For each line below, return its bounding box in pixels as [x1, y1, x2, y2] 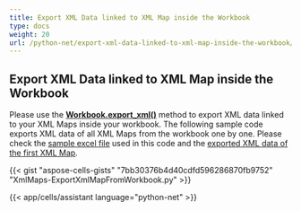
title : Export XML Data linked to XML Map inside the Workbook [9, 13, 251, 22]
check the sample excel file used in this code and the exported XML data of [9, 138, 288, 149]
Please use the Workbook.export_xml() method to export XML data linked [9, 110, 285, 120]
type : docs [9, 22, 50, 31]
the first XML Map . [9, 147, 78, 158]
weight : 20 [9, 30, 50, 39]
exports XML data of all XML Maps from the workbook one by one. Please [9, 128, 282, 139]
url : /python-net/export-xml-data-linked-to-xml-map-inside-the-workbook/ [9, 38, 295, 48]
